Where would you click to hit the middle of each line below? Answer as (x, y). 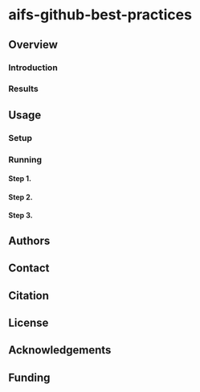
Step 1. (20, 179)
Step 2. (21, 197)
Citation (29, 295)
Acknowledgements (60, 351)
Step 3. (21, 216)
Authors (29, 240)
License (29, 323)
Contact (29, 268)
